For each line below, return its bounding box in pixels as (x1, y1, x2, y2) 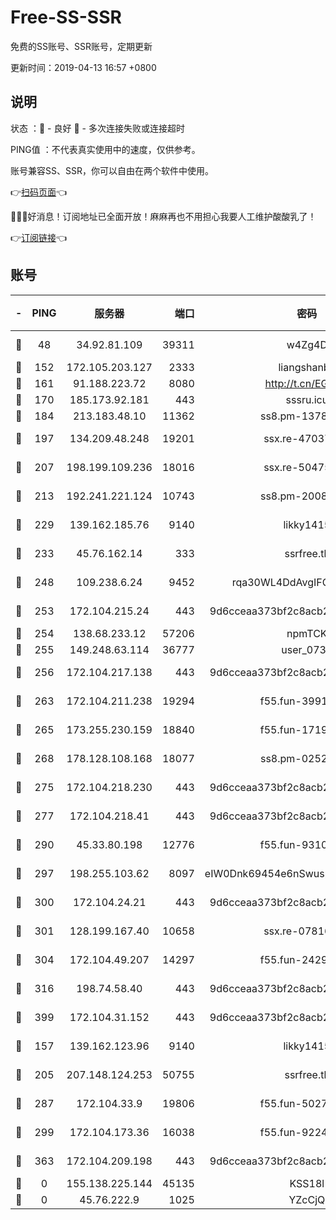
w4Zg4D (286, 337, 328, 351)
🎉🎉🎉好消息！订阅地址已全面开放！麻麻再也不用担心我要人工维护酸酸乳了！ (10, 210, 317, 222)
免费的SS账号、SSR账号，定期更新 (10, 40, 153, 52)
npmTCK (286, 626, 328, 640)
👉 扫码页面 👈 (10, 186, 68, 198)
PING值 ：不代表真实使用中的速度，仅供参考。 (10, 143, 201, 155)
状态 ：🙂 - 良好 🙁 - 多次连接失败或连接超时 (10, 122, 185, 134)
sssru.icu (285, 392, 329, 406)
